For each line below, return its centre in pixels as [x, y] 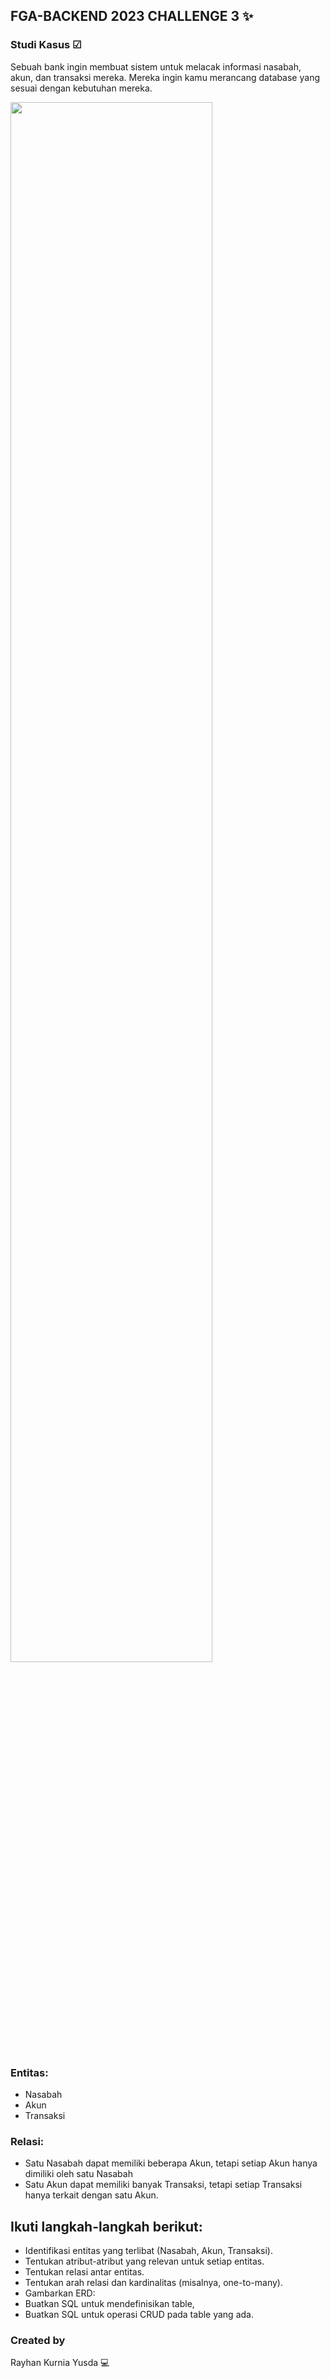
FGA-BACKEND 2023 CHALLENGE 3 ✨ [132, 16]
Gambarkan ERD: [60, 2293]
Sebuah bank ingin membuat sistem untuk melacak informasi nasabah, [156, 66]
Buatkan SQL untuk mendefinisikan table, [109, 2304]
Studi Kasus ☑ [46, 45]
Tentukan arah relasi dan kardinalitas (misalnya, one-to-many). [153, 2283]
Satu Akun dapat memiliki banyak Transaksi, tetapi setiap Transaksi [163, 2185]
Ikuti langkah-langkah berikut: [106, 2226]
